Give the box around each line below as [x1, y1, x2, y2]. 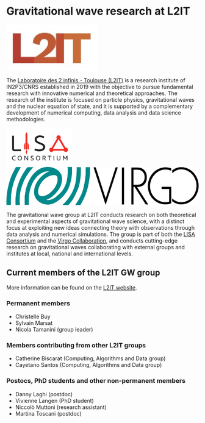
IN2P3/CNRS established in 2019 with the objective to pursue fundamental [6, 83, 193, 90]
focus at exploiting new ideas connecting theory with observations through [6, 224, 195, 231]
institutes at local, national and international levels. [6, 250, 133, 257]
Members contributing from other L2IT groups [6, 341, 146, 349]
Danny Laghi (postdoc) [15, 390, 73, 397]
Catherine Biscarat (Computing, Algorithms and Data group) [15, 355, 166, 362]
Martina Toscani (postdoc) [15, 410, 82, 417]
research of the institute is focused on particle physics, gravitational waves [6, 96, 195, 103]
